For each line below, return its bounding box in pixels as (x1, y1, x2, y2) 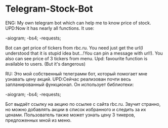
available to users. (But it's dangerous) (5, 61, 86, 67)
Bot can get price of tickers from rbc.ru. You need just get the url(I (5, 45, 143, 51)
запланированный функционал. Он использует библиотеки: (5, 81, 134, 88)
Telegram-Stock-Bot (5, 3, 93, 15)
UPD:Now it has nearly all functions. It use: (5, 25, 95, 31)
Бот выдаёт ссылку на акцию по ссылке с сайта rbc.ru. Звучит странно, (5, 101, 161, 107)
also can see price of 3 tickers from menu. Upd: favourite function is (5, 55, 148, 61)
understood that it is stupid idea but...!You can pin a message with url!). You (5, 50, 163, 56)
